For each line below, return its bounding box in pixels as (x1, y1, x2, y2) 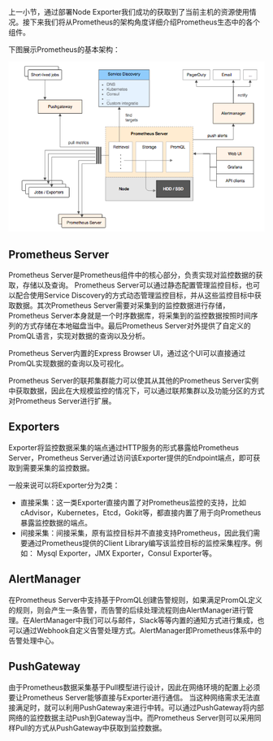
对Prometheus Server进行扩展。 (8, 396, 116, 406)
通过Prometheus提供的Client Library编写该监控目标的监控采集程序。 (27, 538, 256, 548)
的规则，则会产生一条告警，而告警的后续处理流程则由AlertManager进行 (8, 604, 246, 615)
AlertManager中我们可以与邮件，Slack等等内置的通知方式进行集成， (29, 615, 258, 625)
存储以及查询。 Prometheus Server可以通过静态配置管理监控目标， (22, 280, 246, 290)
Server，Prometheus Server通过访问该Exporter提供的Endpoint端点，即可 (8, 453, 253, 462)
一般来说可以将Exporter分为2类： (8, 480, 120, 490)
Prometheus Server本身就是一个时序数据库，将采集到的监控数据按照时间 (8, 311, 252, 321)
